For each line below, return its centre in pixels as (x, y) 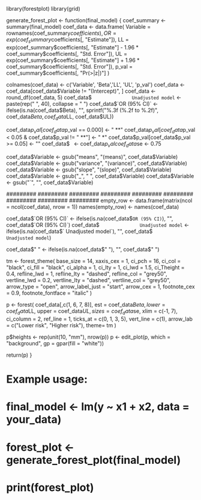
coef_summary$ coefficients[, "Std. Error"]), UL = (67, 54)
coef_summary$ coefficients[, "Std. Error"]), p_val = (70, 66)
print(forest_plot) (50, 487)
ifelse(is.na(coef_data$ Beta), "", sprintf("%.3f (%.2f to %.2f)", (82, 110)
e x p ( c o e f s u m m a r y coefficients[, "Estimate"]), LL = (67, 40)
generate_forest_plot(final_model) (94, 460)
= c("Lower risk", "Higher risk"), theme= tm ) (61, 325)
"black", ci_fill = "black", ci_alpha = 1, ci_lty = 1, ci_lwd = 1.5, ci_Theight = (95, 268)
